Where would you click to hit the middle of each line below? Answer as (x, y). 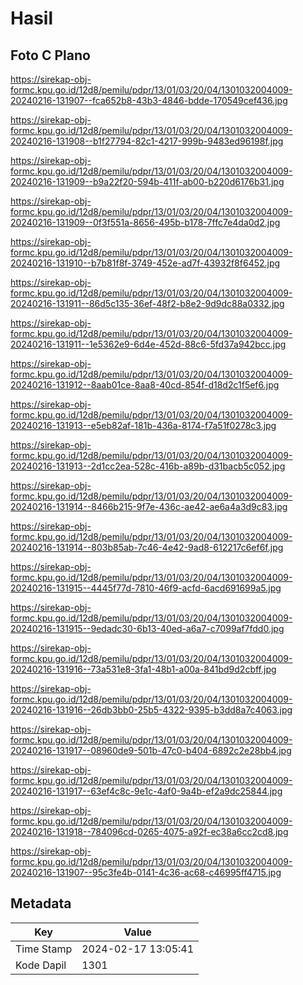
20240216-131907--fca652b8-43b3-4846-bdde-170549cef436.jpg (149, 100)
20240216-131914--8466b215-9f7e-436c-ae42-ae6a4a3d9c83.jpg (149, 506)
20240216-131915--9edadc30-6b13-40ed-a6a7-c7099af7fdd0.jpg (147, 628)
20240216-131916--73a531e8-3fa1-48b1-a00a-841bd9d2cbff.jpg (143, 669)
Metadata (41, 903)
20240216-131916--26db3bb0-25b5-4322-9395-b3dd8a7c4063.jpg (151, 710)
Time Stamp (44, 949)
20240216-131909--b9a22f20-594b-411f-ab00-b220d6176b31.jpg (147, 181)
